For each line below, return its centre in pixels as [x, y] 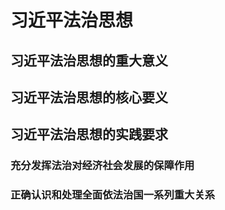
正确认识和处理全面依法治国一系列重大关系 [113, 195]
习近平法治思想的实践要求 [89, 134]
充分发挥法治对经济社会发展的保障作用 [102, 166]
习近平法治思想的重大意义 [89, 60]
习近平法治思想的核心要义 [89, 97]
